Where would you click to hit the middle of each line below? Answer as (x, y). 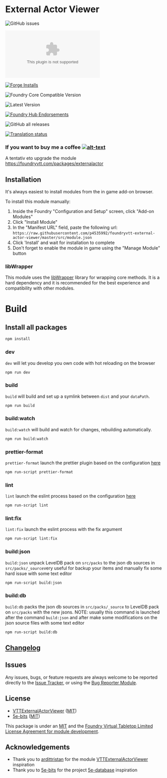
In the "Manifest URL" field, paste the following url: (65, 228)
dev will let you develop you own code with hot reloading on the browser (80, 363)
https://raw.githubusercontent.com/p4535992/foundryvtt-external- (84, 233)
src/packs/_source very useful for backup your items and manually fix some (84, 568)
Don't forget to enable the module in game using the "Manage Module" (86, 248)
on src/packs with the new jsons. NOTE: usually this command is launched (82, 612)
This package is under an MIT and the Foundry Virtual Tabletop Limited (79, 726)
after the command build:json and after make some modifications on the (81, 617)
